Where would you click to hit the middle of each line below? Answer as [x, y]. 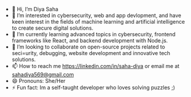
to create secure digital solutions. [52, 28]
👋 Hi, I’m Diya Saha [35, 9]
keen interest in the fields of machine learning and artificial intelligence [98, 22]
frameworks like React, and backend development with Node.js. [90, 41]
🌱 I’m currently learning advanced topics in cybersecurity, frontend [94, 34]
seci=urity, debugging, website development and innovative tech [91, 53]
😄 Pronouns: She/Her [39, 81]
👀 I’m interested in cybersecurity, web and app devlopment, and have [96, 15]
